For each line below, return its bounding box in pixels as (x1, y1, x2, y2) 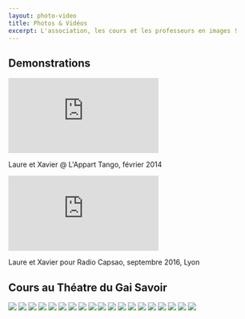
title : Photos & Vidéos (8, 19, 88, 27)
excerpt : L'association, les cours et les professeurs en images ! (8, 26, 239, 34)
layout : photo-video (8, 11, 78, 20)
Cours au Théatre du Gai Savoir (8, 281, 168, 294)
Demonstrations (8, 56, 90, 70)
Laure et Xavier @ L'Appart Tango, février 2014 (8, 159, 163, 169)
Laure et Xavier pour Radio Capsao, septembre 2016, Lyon (8, 257, 200, 267)
